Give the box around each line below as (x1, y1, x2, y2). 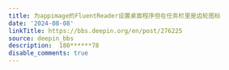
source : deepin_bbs (8, 34, 74, 43)
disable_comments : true (8, 49, 89, 57)
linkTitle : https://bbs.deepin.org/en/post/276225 (8, 27, 183, 35)
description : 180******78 (8, 42, 100, 50)
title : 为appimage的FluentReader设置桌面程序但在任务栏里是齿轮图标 (8, 11, 221, 20)
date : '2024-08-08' (8, 19, 74, 27)
